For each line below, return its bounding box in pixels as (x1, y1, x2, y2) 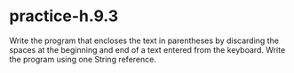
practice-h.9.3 (9, 6, 119, 26)
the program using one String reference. (9, 54, 157, 64)
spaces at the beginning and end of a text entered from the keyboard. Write (9, 44, 286, 55)
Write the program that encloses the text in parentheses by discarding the (9, 35, 280, 46)
